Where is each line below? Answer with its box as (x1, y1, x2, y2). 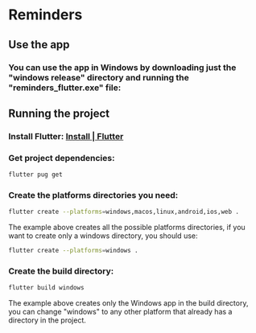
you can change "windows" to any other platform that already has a (8, 307, 233, 317)
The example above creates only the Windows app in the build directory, (8, 298, 249, 308)
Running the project (8, 106, 110, 120)
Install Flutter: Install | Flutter (8, 130, 124, 142)
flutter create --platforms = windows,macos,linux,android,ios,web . (8, 208, 240, 216)
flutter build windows (8, 284, 85, 292)
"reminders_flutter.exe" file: (8, 82, 122, 93)
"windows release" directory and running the (8, 72, 189, 83)
